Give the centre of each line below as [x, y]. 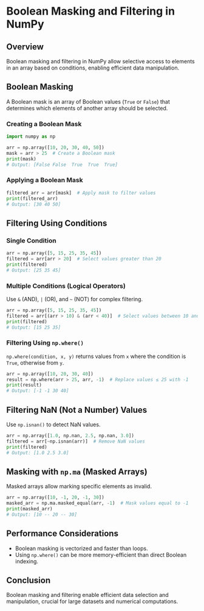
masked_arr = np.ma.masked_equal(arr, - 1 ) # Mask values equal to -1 [97, 503]
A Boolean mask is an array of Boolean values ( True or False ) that [88, 101]
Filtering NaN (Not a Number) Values [77, 410]
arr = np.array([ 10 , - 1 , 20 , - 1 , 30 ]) [55, 498]
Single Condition [31, 240]
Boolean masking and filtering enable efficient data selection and [87, 595]
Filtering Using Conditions [57, 223]
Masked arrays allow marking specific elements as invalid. [79, 487]
